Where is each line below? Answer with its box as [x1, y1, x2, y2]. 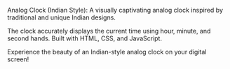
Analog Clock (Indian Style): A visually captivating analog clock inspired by [7, 6, 223, 14]
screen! [7, 55, 29, 63]
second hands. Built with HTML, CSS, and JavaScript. [7, 34, 163, 43]
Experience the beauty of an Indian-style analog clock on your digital [7, 48, 207, 56]
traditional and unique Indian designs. [7, 13, 116, 22]
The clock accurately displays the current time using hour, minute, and [7, 27, 211, 35]
